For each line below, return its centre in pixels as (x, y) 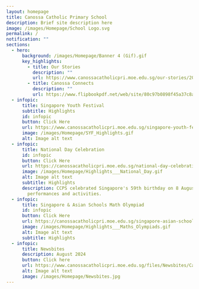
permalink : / (22, 34)
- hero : (21, 50)
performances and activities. (65, 193)
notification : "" (28, 39)
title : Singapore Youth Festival (63, 105)
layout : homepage (28, 12)
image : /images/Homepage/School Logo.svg (58, 28)
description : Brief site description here (59, 23)
